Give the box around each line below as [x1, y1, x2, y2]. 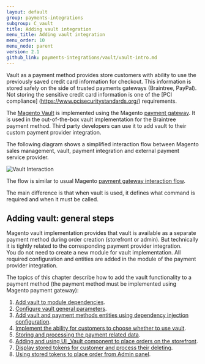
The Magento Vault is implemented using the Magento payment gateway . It [6, 109, 196, 116]
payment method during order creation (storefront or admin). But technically [6, 236, 199, 243]
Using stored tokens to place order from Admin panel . [15, 351, 151, 358]
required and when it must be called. [6, 195, 99, 202]
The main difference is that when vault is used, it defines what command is [6, 189, 195, 196]
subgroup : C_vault [6, 20, 53, 26]
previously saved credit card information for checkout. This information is [6, 78, 192, 85]
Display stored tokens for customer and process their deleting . [15, 344, 173, 352]
